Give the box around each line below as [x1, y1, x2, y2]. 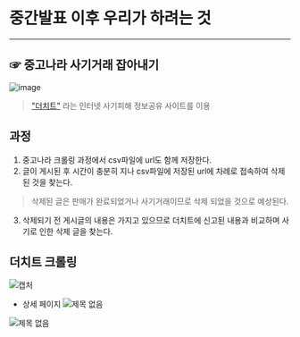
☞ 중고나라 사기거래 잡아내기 [9, 57, 159, 72]
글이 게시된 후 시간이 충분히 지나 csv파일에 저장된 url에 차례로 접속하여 [21, 165, 270, 176]
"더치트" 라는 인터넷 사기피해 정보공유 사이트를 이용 [30, 100, 211, 111]
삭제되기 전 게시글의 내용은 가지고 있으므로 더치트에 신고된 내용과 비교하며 [21, 215, 280, 225]
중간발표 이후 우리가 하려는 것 [9, 8, 212, 29]
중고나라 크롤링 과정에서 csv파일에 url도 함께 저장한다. [21, 154, 212, 165]
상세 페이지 [21, 299, 62, 309]
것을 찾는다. [31, 176, 73, 188]
